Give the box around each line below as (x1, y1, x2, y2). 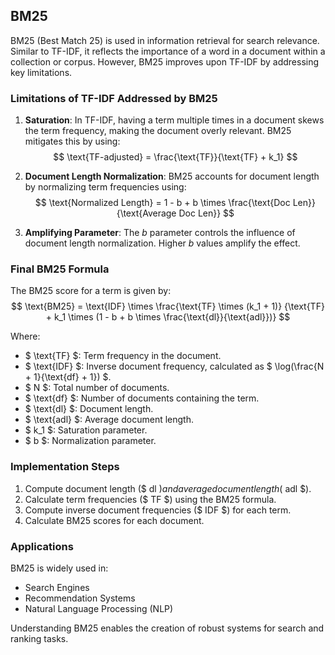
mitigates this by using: (24, 135, 121, 148)
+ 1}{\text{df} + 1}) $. (24, 371, 112, 383)
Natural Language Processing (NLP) (24, 603, 174, 614)
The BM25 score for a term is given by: (10, 285, 172, 297)
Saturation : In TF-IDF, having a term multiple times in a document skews (24, 114, 325, 126)
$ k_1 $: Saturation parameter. (24, 424, 148, 436)
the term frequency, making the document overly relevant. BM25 (24, 125, 292, 137)
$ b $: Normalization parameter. (24, 435, 157, 447)
